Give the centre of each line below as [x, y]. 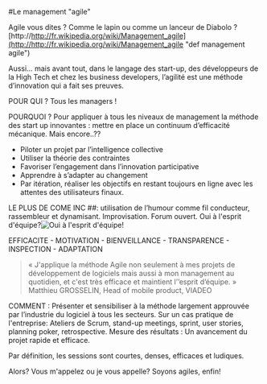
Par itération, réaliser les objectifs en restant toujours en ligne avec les [136, 184]
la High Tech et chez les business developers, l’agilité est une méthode [126, 77]
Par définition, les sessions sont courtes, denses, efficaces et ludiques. [126, 356]
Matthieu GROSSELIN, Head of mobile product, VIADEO [120, 290]
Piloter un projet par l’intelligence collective [91, 149]
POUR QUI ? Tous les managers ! [63, 101]
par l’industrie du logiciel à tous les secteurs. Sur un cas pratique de [121, 314]
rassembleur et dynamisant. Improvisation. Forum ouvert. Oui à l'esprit [125, 216]
